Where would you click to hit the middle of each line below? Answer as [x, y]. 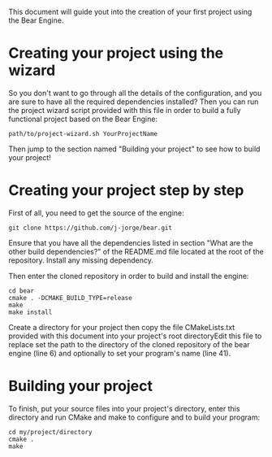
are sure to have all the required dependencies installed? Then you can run [134, 102]
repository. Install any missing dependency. [81, 260]
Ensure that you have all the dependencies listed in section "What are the [131, 242]
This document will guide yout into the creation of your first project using [130, 12]
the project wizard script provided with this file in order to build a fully [125, 110]
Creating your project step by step [126, 191]
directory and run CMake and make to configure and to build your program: [134, 417]
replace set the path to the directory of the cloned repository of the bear [129, 344]
